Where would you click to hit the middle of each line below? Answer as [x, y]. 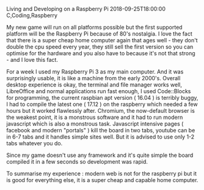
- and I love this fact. [32, 60]
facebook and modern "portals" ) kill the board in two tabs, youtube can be [101, 130]
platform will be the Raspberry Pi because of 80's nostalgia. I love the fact [99, 34]
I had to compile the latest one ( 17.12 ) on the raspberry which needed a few [102, 104]
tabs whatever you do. [35, 143]
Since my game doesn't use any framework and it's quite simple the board [100, 155]
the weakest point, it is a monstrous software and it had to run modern [95, 117]
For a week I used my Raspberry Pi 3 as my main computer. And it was [95, 72]
